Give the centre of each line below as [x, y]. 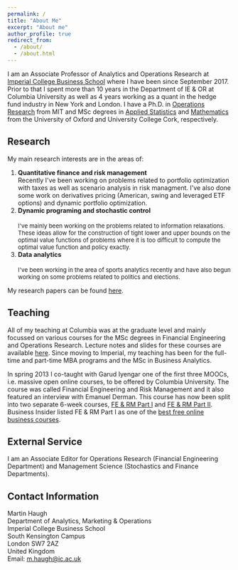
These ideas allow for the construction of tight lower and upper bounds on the [124, 233]
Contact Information [53, 496]
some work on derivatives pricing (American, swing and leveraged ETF [121, 195]
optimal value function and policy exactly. [74, 247]
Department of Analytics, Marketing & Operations [80, 521]
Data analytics [39, 254]
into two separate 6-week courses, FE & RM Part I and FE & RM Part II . [110, 404]
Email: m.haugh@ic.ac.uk [44, 559]
